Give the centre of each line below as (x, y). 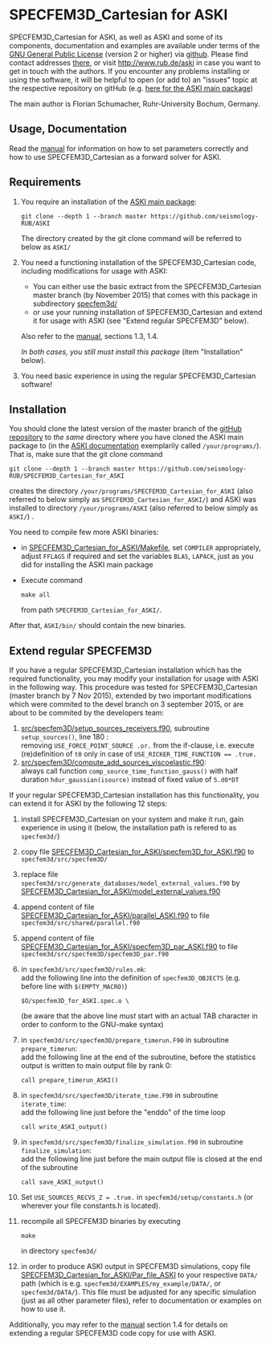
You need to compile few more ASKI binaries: (84, 532)
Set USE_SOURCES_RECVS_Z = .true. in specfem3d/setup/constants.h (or (137, 1197)
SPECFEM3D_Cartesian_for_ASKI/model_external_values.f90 (121, 891)
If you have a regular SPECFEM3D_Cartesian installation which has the (125, 670)
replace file (39, 875)
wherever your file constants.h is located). (90, 1205)
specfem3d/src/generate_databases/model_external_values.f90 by (130, 883)
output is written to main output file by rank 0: (96, 1066)
